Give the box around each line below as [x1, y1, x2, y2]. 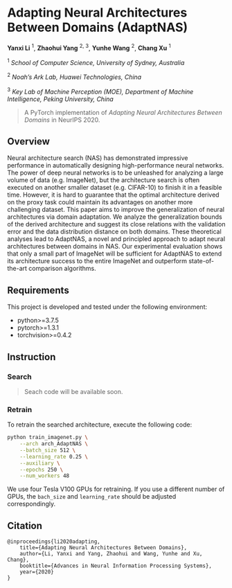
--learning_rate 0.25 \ [19, 453, 89, 460]
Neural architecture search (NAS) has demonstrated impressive [7, 154, 188, 162]
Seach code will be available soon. [24, 387, 123, 395]
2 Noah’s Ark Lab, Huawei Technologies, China [7, 71, 142, 81]
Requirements [7, 284, 69, 296]
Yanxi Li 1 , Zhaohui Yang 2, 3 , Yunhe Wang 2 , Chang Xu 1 [7, 42, 171, 52]
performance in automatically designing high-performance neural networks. [7, 161, 224, 170]
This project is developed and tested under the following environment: [7, 303, 208, 311]
